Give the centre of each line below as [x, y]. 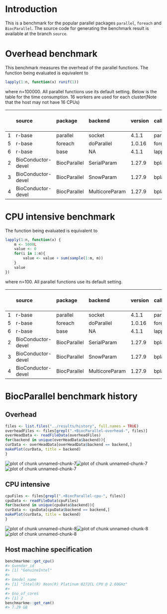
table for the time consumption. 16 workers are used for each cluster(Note [81, 97]
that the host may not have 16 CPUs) [42, 102]
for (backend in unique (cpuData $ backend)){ [50, 505]
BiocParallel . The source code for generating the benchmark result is [77, 28]
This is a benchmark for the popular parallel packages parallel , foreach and [83, 23]
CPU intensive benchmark [60, 217]
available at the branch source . [37, 33]
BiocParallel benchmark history [71, 396]
